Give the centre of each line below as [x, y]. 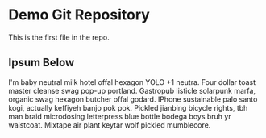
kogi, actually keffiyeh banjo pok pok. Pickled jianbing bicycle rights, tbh [128, 107]
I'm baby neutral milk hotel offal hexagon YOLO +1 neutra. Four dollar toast [132, 82]
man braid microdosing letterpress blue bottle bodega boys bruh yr [120, 116]
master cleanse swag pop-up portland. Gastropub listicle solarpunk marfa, [132, 90]
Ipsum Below [42, 63]
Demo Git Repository [79, 15]
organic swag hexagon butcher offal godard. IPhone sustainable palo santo [133, 99]
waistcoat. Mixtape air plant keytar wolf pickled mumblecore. [110, 125]
